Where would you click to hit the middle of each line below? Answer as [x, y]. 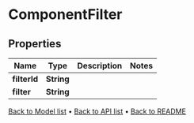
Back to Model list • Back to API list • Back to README [97, 111]
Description [100, 66]
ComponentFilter [65, 15]
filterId [25, 79]
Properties [35, 44]
